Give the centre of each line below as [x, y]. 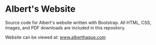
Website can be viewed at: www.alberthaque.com [55, 37]
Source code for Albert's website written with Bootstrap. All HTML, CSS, [78, 22]
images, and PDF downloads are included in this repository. [65, 27]
